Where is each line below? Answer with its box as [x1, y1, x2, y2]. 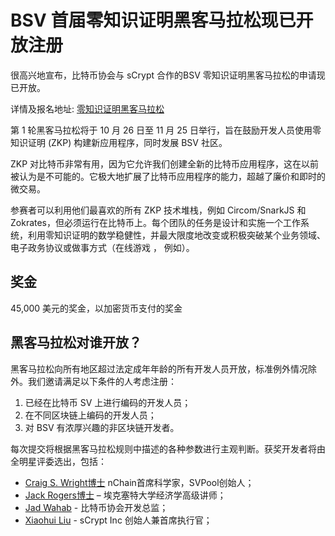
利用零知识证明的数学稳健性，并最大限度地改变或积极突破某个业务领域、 [27, 229, 326, 241]
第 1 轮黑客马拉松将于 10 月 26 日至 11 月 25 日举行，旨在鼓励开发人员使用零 [10, 124, 322, 136]
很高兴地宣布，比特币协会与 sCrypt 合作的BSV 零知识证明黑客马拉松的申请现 [10, 69, 326, 81]
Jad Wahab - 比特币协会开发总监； [24, 501, 169, 513]
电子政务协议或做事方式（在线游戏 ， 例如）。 [10, 241, 195, 253]
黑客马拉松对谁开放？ [10, 334, 142, 351]
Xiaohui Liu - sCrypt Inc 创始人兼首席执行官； [24, 514, 213, 526]
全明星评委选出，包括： [10, 455, 107, 467]
